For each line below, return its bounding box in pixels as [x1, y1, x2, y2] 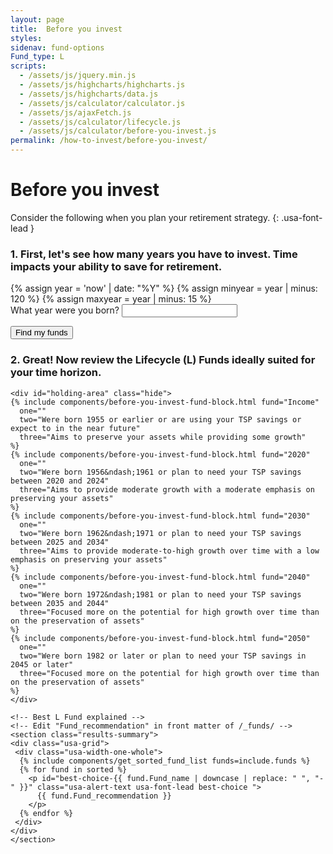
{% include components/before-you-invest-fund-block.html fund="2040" [10, 572, 311, 582]
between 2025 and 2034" [10, 537, 110, 547]
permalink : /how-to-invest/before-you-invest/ [10, 136, 208, 146]
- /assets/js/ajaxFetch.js [19, 107, 132, 118]
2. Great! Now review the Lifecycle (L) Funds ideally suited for [10, 353, 316, 367]
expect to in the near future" [10, 423, 141, 433]
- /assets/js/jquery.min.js [19, 71, 137, 81]
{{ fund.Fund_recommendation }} [36, 791, 172, 801]
